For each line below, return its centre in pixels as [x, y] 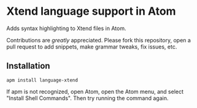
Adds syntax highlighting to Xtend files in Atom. [66, 28]
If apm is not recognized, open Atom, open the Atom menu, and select [95, 91]
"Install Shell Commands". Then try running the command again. [87, 98]
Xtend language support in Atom [91, 11]
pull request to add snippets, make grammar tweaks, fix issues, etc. [92, 47]
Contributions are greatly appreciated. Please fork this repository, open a [99, 40]
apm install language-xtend [42, 80]
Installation [28, 66]
